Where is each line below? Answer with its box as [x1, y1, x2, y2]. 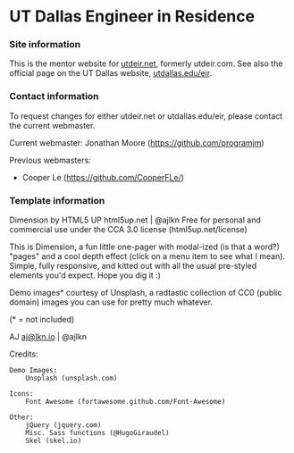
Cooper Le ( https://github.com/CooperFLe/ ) [21, 172, 185, 182]
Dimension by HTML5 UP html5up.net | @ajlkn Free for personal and [9, 214, 262, 225]
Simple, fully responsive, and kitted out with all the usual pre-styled [9, 261, 257, 272]
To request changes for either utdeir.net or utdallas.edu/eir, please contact [9, 110, 283, 122]
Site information [9, 38, 81, 51]
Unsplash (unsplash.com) [25, 373, 118, 383]
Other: [9, 413, 34, 422]
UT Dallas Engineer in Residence [9, 6, 256, 27]
